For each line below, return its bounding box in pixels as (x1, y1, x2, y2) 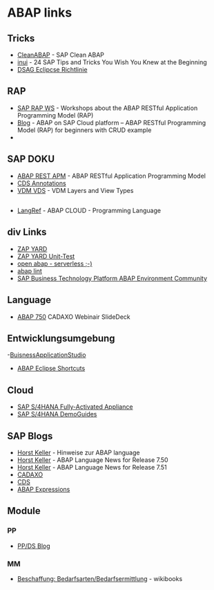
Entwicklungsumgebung (7, 333, 115, 344)
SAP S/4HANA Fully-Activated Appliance (17, 403, 133, 411)
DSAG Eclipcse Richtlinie (17, 66, 88, 73)
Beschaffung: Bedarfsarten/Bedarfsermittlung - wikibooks (17, 575, 183, 583)
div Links (7, 226, 47, 238)
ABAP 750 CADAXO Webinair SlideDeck (17, 313, 131, 321)
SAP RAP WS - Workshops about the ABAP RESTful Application (17, 104, 198, 112)
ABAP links (7, 5, 72, 21)
